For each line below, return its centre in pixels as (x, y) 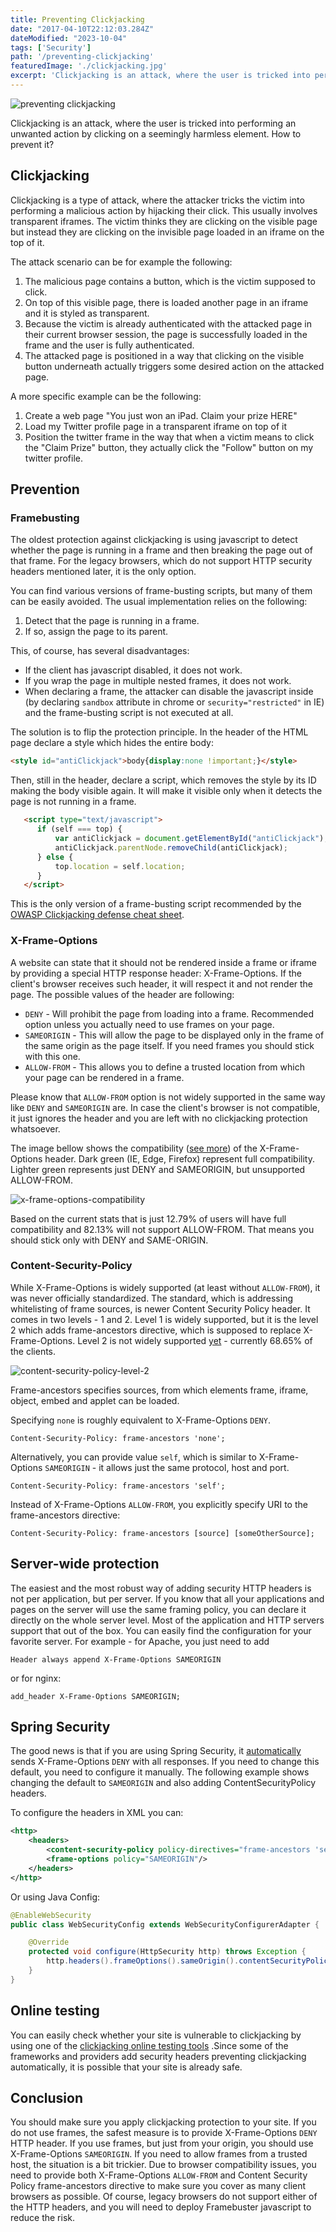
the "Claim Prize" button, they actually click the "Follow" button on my (169, 447)
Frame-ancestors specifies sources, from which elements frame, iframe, (159, 1390)
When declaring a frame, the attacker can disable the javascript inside (169, 692)
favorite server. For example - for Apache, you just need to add (140, 1641)
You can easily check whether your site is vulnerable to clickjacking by (156, 2035)
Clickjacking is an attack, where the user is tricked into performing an (153, 123)
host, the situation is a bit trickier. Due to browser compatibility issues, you (163, 2165)
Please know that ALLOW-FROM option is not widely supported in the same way (168, 1097)
